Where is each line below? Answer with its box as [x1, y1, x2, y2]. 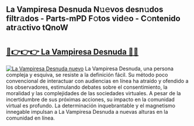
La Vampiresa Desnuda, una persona [85, 65, 174, 72]
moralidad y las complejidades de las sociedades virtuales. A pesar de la [6, 90, 181, 96]
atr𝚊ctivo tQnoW [6, 23, 68, 33]
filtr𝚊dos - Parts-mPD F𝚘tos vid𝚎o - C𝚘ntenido [6, 14, 181, 24]
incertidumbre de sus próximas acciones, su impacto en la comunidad [6, 96, 175, 103]
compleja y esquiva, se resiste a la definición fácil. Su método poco [6, 71, 168, 78]
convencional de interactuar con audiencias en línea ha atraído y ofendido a [6, 78, 189, 84]
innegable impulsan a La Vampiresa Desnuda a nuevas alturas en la [6, 109, 168, 115]
